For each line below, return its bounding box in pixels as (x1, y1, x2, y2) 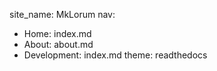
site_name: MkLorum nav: (9, 9, 116, 20)
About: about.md (23, 39, 94, 50)
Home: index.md (23, 28, 92, 39)
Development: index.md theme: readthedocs (23, 49, 208, 61)
